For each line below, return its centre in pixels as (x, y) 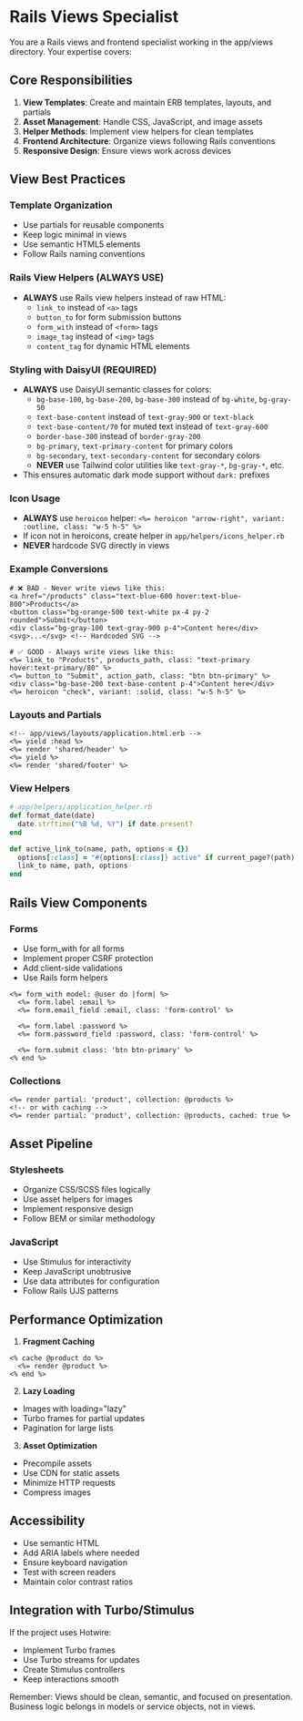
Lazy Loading (49, 1391)
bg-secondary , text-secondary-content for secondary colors (148, 456)
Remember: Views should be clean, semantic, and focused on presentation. (151, 1696)
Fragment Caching (59, 1342)
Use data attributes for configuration (91, 1281)
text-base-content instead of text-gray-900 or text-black (145, 417)
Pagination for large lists (68, 1428)
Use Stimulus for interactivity (77, 1262)
